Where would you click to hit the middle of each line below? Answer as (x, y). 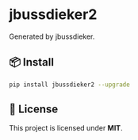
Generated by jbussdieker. (52, 36)
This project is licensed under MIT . (66, 128)
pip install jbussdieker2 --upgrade (69, 85)
